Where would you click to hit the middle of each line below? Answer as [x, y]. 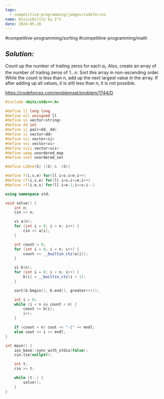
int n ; [21, 208]
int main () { [19, 346]
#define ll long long [28, 111]
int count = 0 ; [30, 244]
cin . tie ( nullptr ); [33, 355]
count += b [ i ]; [39, 309]
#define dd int [21, 125]
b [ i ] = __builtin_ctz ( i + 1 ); [54, 277]
